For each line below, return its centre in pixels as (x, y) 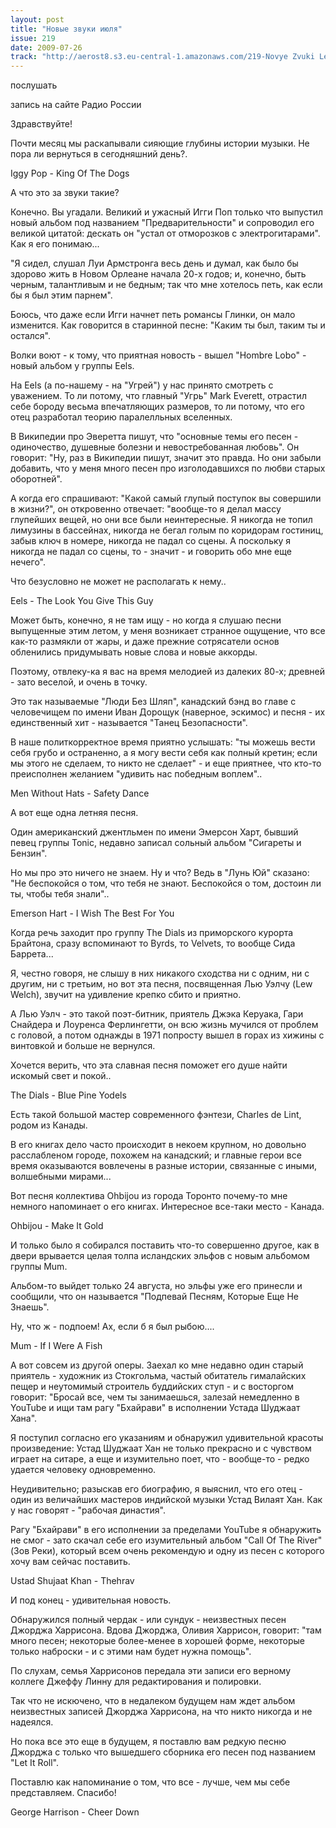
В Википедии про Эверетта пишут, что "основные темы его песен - (154, 437)
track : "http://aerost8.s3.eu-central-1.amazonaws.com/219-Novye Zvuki (162, 57)
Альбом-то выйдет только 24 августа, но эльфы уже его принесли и (156, 1286)
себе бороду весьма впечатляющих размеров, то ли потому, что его (157, 407)
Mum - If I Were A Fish (56, 1346)
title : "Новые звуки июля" (66, 29)
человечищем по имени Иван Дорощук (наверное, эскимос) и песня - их (168, 712)
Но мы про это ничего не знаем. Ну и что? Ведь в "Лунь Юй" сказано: (160, 873)
